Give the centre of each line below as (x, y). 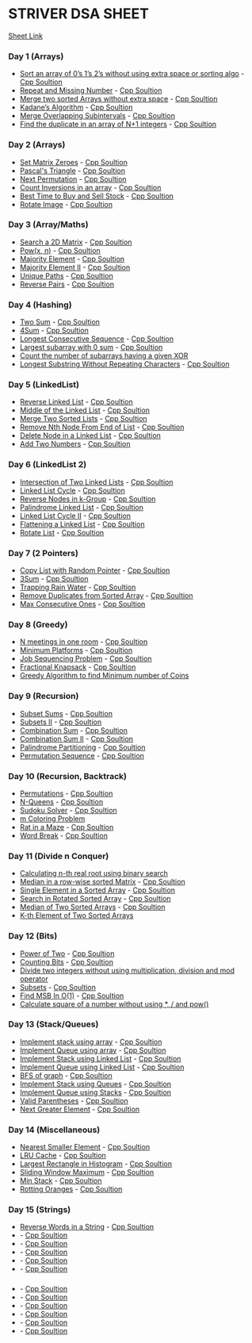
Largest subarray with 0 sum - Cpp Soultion (91, 347)
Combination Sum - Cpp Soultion (74, 730)
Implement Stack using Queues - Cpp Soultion (95, 1084)
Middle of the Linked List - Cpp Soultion (85, 410)
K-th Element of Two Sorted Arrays (76, 915)
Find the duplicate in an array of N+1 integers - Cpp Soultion (118, 125)
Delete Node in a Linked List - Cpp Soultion (90, 436)
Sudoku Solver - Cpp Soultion (68, 810)
